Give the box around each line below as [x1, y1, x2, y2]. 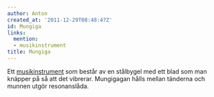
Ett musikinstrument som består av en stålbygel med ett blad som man [7, 67, 207, 76]
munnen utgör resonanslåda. [7, 82, 89, 90]
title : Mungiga [7, 49, 51, 56]
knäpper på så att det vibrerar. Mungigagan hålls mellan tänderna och [7, 74, 206, 83]
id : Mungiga [7, 23, 41, 30]
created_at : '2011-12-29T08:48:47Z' [7, 17, 113, 23]
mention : [13, 36, 39, 43]
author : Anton [7, 10, 48, 17]
